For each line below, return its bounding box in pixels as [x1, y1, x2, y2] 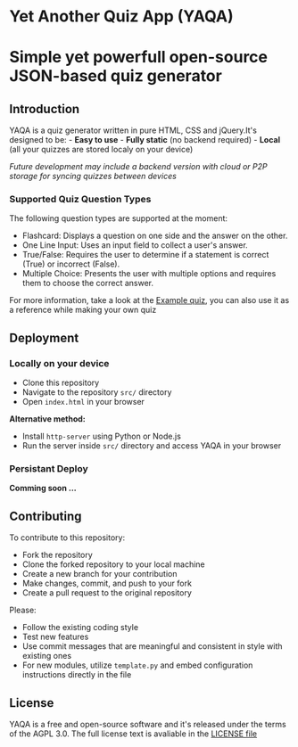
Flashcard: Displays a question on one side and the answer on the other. [21, 230, 288, 242]
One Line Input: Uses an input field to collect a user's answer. [21, 240, 248, 250]
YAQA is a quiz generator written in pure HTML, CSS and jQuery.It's [9, 125, 257, 135]
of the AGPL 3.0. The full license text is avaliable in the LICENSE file [9, 728, 257, 739]
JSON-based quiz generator [9, 66, 223, 86]
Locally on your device [9, 357, 110, 369]
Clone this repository [21, 377, 100, 389]
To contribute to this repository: [9, 532, 126, 543]
